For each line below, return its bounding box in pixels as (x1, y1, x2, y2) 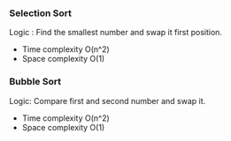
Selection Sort (9, 7, 73, 19)
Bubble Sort (9, 76, 62, 88)
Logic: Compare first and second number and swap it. (9, 95, 206, 106)
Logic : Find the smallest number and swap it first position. (9, 27, 223, 38)
